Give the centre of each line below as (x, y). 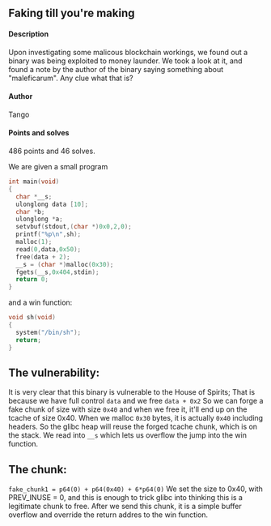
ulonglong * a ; (39, 219)
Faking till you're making (72, 13)
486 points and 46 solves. (52, 151)
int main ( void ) (34, 182)
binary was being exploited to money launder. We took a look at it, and (125, 61)
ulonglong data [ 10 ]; (52, 204)
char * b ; (30, 212)
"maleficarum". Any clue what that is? (71, 78)
